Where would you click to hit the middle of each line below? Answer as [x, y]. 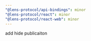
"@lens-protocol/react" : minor [38, 14]
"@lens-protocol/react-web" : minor [42, 19]
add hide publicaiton [26, 33]
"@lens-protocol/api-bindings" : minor [45, 10]
